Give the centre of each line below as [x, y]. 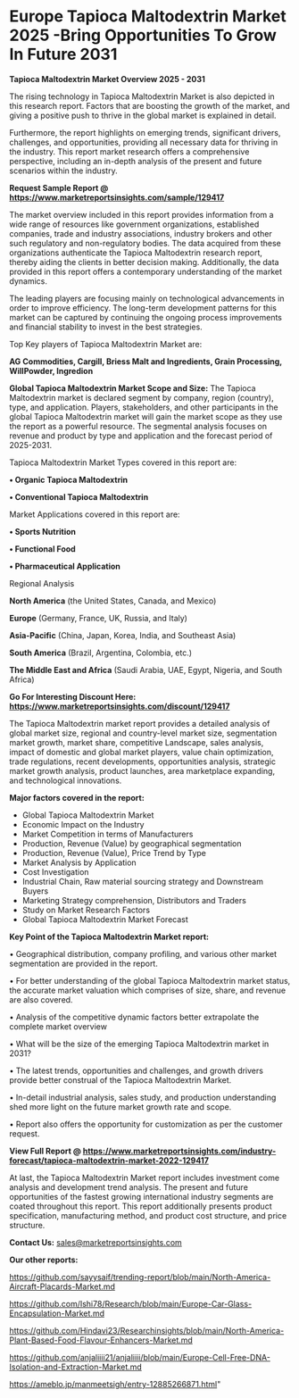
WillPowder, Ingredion [51, 370]
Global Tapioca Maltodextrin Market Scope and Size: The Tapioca [133, 388]
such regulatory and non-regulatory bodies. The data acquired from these [145, 243]
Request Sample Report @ [59, 187]
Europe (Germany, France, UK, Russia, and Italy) [98, 618]
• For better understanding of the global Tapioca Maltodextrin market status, [150, 980]
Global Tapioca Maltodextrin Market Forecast [105, 919]
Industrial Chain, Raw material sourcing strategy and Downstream [142, 881]
